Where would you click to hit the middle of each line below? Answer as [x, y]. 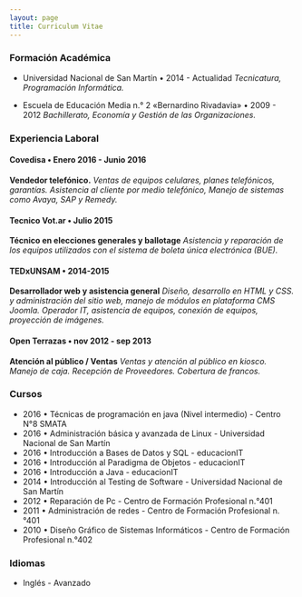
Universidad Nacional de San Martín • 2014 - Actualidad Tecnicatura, [152, 77]
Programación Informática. [73, 87]
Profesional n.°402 [58, 539]
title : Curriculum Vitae [56, 26]
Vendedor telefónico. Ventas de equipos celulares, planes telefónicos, [142, 180]
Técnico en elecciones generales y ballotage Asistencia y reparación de [146, 241]
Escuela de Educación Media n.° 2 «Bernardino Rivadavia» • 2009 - [149, 104]
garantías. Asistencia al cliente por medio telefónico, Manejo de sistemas [146, 189]
